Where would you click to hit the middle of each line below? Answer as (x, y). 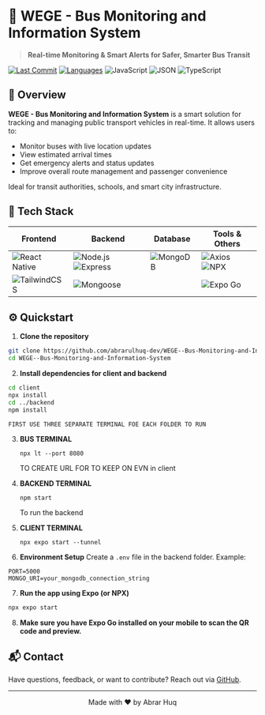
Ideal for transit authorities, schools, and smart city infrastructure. (115, 186)
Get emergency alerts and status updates (87, 163)
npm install (28, 410)
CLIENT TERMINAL (51, 528)
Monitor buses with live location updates (86, 146)
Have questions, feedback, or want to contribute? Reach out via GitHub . (125, 679)
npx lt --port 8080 (52, 453)
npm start (36, 498)
